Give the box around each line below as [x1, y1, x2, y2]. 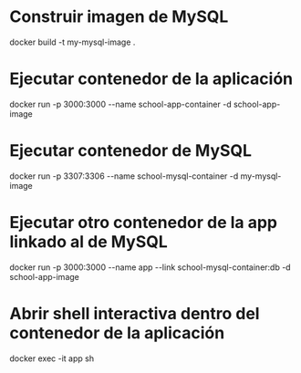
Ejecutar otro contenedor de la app [9, 212, 278, 233]
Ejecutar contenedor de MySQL [9, 140, 253, 161]
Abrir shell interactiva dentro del [9, 303, 260, 324]
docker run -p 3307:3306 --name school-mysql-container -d [9, 171, 239, 181]
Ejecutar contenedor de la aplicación [9, 68, 294, 89]
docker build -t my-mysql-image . [9, 36, 136, 47]
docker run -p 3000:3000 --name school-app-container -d [9, 98, 232, 109]
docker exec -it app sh [9, 353, 94, 364]
